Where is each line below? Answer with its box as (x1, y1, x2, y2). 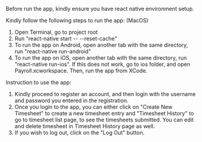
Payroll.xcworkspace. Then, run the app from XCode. (14, 67, 148, 74)
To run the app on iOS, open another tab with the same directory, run (14, 54, 187, 61)
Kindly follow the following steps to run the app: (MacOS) (5, 17, 149, 24)
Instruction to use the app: (5, 79, 72, 86)
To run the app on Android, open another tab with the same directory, (14, 42, 189, 48)
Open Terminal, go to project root (14, 28, 98, 36)
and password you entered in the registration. (14, 97, 129, 104)
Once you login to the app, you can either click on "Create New (14, 103, 173, 111)
